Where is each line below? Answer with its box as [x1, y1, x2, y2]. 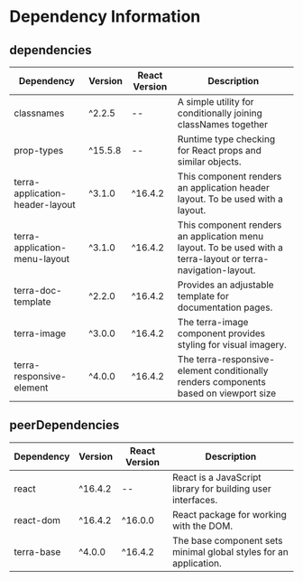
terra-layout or [177, 253, 241, 265]
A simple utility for [177, 96, 254, 108]
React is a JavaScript [172, 471, 262, 483]
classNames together [177, 118, 269, 130]
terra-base [14, 545, 61, 558]
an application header [177, 182, 271, 193]
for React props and [177, 145, 262, 156]
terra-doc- [14, 285, 62, 296]
